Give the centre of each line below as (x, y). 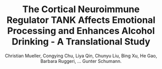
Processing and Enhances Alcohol (81, 31)
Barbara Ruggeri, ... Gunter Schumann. (81, 61)
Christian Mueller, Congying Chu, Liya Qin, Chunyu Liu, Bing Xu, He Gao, (81, 56)
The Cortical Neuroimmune (81, 9)
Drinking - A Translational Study (81, 42)
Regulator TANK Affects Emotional (81, 20)
